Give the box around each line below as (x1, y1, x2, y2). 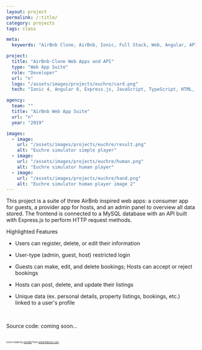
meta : (6, 37, 20, 43)
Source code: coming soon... (6, 322, 78, 330)
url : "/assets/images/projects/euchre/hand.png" (17, 175, 141, 181)
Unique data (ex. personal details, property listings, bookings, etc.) (14, 293, 180, 300)
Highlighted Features (6, 228, 58, 235)
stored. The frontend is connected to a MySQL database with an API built (6, 210, 188, 217)
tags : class (6, 25, 36, 32)
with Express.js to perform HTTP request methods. (6, 216, 132, 224)
